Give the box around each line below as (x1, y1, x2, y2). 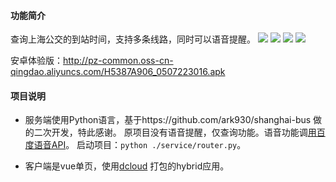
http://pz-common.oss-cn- (63, 55, 174, 67)
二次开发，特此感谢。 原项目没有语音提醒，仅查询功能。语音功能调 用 (33, 126, 317, 139)
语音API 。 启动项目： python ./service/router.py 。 (33, 139, 247, 151)
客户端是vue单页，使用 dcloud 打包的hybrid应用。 (24, 160, 230, 172)
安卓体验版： (10, 55, 63, 67)
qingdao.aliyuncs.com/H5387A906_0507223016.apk (10, 66, 226, 78)
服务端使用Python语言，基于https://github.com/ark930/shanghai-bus (24, 114, 312, 126)
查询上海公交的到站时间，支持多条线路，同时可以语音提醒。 (10, 33, 256, 45)
